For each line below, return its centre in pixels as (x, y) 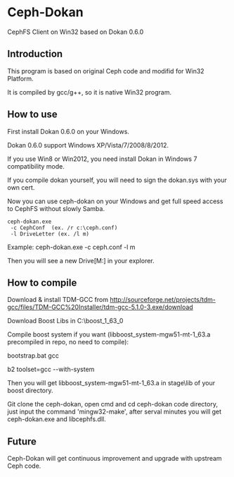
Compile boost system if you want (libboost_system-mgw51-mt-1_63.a (109, 334)
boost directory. (31, 391)
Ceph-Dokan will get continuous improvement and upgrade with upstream (115, 459)
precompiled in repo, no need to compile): (68, 342)
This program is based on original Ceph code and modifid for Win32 (106, 71)
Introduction (35, 54)
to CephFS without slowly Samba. (56, 208)
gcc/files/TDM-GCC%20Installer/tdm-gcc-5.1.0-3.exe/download (100, 307)
